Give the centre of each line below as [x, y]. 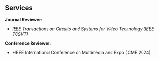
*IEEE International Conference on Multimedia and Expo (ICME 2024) [81, 52]
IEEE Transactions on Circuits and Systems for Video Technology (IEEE [83, 29]
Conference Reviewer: [28, 43]
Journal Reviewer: [24, 19]
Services [19, 8]
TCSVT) [20, 34]
